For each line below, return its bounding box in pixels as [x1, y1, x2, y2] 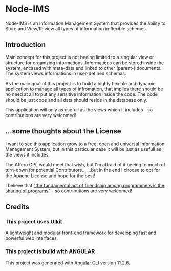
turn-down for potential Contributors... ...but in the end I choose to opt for [5, 167, 160, 173]
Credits [5, 202, 30, 211]
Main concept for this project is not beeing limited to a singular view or [5, 54, 154, 60]
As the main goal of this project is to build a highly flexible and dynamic [5, 80, 156, 86]
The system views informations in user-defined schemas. [5, 70, 126, 76]
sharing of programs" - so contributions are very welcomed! [5, 188, 132, 194]
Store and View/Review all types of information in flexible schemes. [5, 25, 147, 31]
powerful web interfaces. [5, 235, 58, 241]
